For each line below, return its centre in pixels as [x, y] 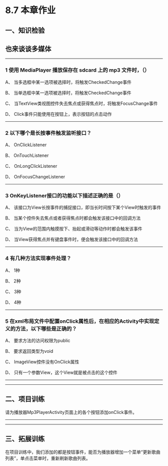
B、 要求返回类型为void [29, 351]
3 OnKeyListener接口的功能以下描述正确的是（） [64, 195]
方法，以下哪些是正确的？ [46, 329]
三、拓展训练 [25, 439]
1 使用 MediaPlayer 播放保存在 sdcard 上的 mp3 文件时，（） [77, 70]
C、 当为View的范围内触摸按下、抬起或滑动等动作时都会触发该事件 [74, 229]
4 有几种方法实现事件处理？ [38, 259]
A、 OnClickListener [26, 145]
